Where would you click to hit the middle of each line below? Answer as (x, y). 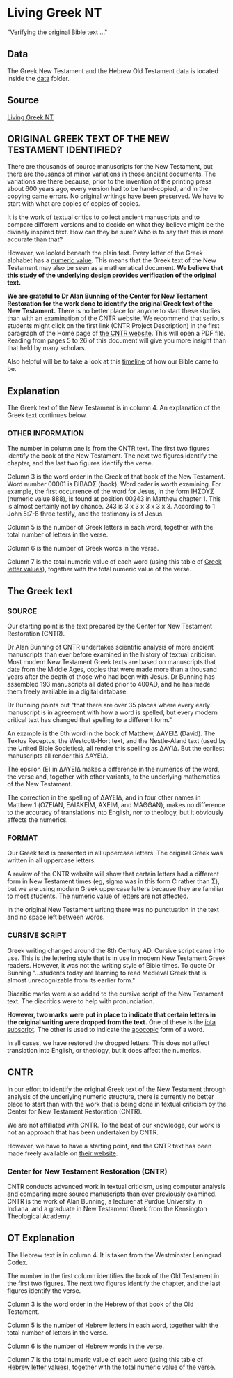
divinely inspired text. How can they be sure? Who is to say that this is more (115, 232)
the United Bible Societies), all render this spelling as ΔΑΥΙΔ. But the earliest (116, 749)
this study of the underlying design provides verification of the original (112, 275)
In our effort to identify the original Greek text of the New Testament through (116, 1089)
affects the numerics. (38, 820)
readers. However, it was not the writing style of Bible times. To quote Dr (111, 965)
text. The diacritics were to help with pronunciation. (81, 1001)
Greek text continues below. (47, 415)
